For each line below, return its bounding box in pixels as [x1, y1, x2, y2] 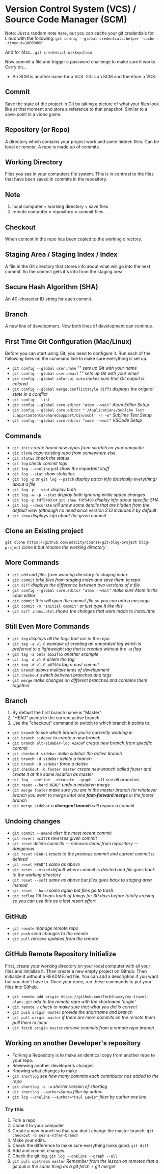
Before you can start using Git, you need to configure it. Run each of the [5, 351, 151, 356]
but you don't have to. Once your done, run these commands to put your [5, 978, 152, 984]
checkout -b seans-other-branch [12, 1133, 79, 1138]
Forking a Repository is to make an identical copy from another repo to [12, 1052, 155, 1058]
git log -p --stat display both [12, 487, 76, 493]
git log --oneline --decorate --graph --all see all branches [12, 777, 140, 783]
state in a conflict [12, 391, 48, 397]
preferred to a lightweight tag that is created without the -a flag [12, 646, 141, 652]
